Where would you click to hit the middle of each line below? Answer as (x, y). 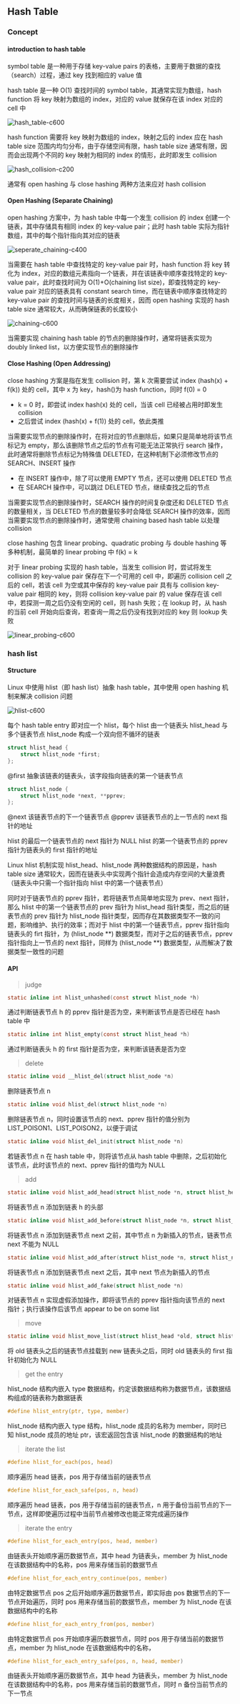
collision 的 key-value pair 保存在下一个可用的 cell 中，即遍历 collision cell (116, 576)
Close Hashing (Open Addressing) (59, 364)
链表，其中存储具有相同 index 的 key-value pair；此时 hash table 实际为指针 (119, 226)
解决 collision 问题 (46, 697)
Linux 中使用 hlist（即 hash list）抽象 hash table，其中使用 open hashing (114, 687)
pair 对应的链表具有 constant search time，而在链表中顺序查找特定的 (126, 291)
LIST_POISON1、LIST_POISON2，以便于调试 (72, 1128)
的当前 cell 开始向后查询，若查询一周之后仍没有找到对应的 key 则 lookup (114, 612)
